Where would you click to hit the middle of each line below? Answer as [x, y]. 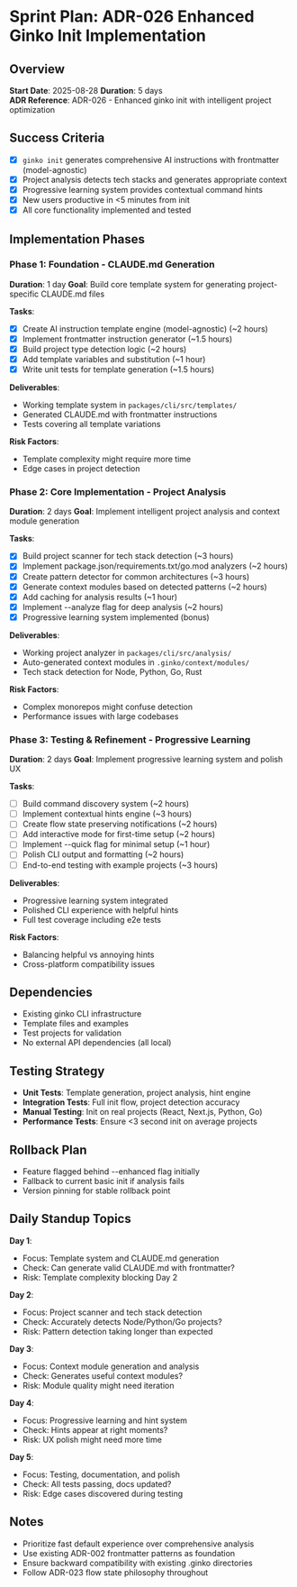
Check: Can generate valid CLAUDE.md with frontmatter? [129, 1267]
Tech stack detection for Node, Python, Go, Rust [112, 671]
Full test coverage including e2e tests [92, 919]
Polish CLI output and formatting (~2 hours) [103, 854]
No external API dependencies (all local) [97, 1043]
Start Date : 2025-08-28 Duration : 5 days [86, 91]
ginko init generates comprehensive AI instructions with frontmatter [151, 160]
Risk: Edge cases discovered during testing [102, 1493]
